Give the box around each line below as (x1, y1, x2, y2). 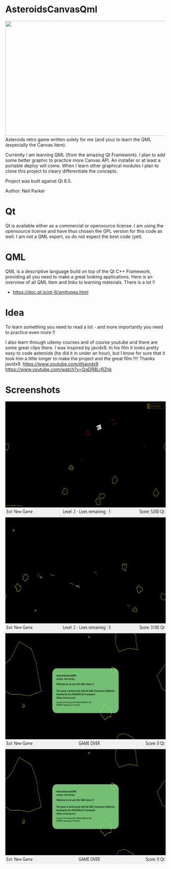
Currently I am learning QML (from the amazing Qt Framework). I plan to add (5, 152, 165, 158)
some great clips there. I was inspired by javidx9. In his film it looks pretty (5, 344, 159, 350)
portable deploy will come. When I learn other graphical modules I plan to (5, 162, 159, 169)
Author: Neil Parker (5, 187, 45, 194)
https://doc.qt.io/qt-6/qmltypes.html (12, 289, 89, 295)
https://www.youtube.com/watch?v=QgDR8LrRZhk (5, 366, 112, 372)
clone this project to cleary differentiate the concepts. (5, 168, 118, 174)
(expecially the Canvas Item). (5, 142, 67, 148)
